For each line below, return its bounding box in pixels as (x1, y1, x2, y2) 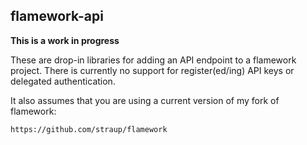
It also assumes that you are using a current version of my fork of (10, 94, 280, 106)
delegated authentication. (10, 75, 116, 87)
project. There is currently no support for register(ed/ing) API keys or (10, 64, 295, 76)
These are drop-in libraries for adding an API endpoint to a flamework (10, 54, 297, 66)
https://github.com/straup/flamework (10, 124, 168, 134)
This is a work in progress (10, 34, 120, 46)
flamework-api (10, 8, 104, 25)
